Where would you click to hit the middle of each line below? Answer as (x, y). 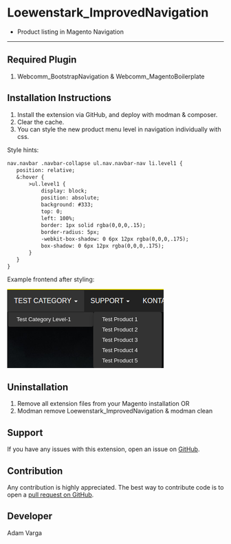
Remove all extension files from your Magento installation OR (103, 404)
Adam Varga (25, 533)
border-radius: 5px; (70, 232)
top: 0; (52, 211)
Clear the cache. (41, 122)
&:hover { (30, 177)
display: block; (64, 191)
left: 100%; (58, 218)
